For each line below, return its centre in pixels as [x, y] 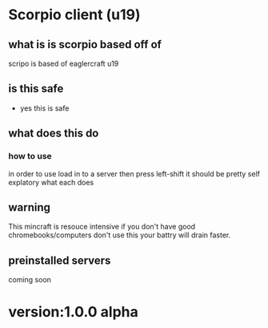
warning [29, 207]
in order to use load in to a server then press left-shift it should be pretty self [134, 173]
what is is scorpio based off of [85, 45]
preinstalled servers [60, 260]
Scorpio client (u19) [75, 15]
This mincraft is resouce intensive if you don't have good [102, 227]
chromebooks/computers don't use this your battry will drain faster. [120, 235]
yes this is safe [44, 108]
